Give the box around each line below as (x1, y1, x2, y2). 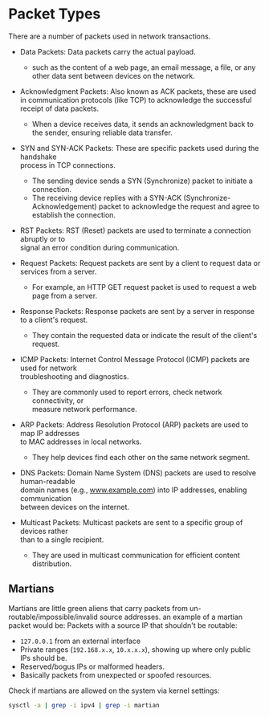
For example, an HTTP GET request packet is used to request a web (31, 282, 257, 291)
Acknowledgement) (31, 202, 98, 211)
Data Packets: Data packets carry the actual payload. (19, 47, 196, 56)
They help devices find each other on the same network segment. (31, 452, 251, 462)
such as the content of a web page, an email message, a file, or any (31, 62, 256, 72)
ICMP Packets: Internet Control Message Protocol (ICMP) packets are (19, 354, 251, 364)
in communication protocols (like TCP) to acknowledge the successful (19, 95, 252, 104)
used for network (19, 363, 78, 373)
